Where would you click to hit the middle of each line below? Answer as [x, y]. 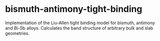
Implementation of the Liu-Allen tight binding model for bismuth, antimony [80, 23]
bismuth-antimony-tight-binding [74, 9]
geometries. [17, 33]
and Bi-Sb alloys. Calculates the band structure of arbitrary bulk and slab [79, 28]
